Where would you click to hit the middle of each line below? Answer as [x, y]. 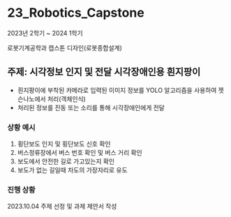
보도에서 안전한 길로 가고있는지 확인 [66, 161]
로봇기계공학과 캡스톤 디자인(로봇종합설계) [65, 47]
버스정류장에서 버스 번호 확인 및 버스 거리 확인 [80, 153]
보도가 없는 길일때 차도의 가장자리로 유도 [72, 170]
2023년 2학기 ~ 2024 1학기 [45, 33]
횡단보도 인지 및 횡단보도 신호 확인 [64, 144]
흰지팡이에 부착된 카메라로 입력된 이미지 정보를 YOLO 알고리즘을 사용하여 [117, 90]
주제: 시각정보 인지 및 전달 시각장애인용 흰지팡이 [104, 72]
